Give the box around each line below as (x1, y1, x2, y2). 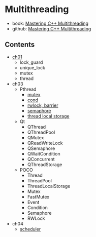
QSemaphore (27, 145, 55, 151)
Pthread (19, 86, 37, 92)
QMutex (27, 134, 44, 140)
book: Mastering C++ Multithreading (12, 20, 88, 26)
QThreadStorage (27, 161, 62, 168)
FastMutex (27, 193, 50, 200)
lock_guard (19, 59, 43, 65)
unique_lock (19, 64, 45, 70)
